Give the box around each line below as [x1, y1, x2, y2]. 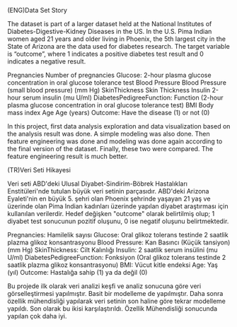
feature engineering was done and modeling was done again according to [7, 137, 223, 145]
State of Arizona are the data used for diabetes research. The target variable [7, 42, 230, 50]
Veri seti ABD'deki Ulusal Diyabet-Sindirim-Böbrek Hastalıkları [7, 179, 188, 188]
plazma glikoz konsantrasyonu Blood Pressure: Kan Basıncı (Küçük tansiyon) [7, 238, 231, 246]
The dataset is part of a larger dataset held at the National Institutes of [7, 20, 212, 28]
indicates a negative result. [7, 57, 86, 66]
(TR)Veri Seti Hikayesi [7, 166, 71, 174]
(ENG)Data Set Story [7, 6, 67, 14]
